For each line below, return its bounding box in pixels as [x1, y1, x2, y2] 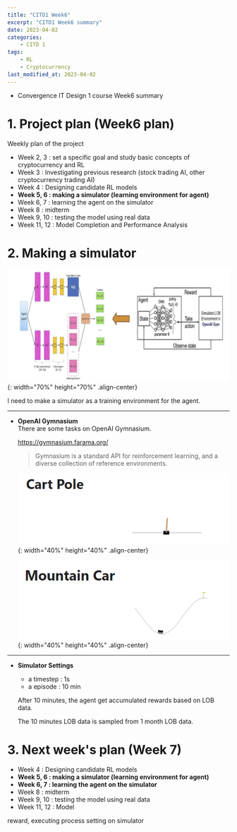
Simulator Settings [17, 661, 74, 670]
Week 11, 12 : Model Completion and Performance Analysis [17, 220, 188, 229]
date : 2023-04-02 [7, 26, 59, 33]
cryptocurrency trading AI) [17, 175, 95, 183]
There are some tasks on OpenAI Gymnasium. [17, 424, 152, 433]
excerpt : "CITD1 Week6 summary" [7, 18, 102, 26]
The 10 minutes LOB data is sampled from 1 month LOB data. [17, 717, 194, 725]
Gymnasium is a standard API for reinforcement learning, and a [35, 452, 219, 460]
